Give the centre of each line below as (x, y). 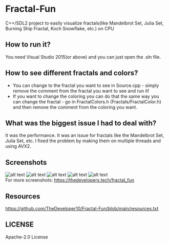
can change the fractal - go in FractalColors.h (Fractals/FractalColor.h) (87, 102)
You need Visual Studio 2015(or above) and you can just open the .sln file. (83, 57)
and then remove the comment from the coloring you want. (75, 107)
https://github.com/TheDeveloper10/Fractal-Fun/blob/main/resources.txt (82, 208)
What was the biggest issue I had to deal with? (81, 123)
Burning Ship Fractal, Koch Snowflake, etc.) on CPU (60, 28)
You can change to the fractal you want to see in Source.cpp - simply (86, 85)
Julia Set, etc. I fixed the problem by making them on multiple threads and (83, 141)
